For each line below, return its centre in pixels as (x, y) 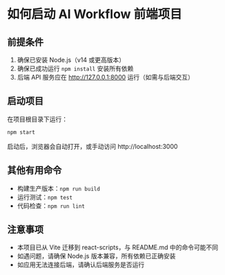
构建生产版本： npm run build (58, 188)
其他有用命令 (35, 170)
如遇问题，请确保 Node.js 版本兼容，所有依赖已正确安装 (96, 256)
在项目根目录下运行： (37, 119)
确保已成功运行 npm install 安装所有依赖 (75, 69)
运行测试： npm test (45, 197)
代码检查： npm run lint (51, 206)
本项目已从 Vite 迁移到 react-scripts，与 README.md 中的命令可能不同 (118, 247)
